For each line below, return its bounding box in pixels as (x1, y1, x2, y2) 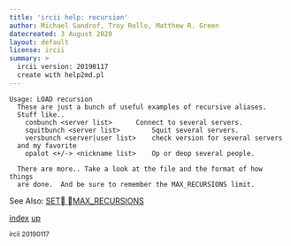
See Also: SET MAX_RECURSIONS (9, 196, 144, 206)
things (9, 172, 34, 181)
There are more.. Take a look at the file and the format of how (17, 165, 264, 173)
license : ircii (9, 46, 65, 55)
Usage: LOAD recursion (9, 95, 93, 104)
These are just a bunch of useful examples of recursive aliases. (17, 103, 267, 111)
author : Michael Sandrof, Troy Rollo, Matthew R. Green (9, 21, 219, 30)
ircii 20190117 (9, 229, 50, 239)
